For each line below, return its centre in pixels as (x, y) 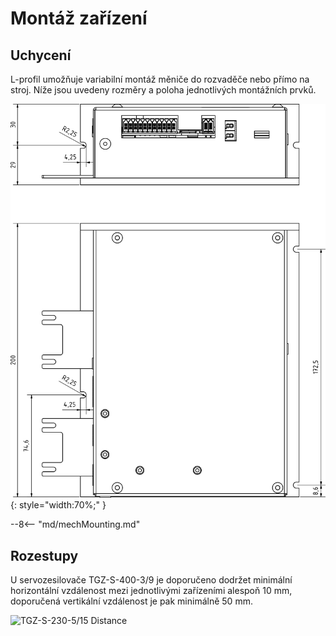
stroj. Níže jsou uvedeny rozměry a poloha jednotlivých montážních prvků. (163, 90)
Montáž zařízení (79, 18)
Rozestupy (44, 555)
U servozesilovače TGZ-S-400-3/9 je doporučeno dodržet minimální (151, 579)
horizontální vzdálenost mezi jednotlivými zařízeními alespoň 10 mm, (151, 590)
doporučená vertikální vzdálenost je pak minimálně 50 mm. (131, 601)
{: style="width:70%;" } (58, 505)
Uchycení (41, 55)
